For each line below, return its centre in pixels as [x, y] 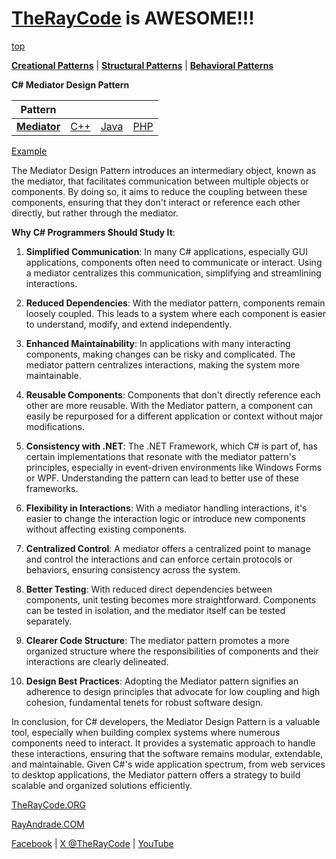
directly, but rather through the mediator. [95, 213]
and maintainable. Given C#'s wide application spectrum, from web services [168, 764]
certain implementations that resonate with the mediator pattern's [161, 456]
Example [29, 151]
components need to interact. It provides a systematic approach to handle [163, 743]
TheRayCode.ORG [48, 804]
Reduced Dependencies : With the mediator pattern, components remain [175, 303]
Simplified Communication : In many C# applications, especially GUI [166, 251]
